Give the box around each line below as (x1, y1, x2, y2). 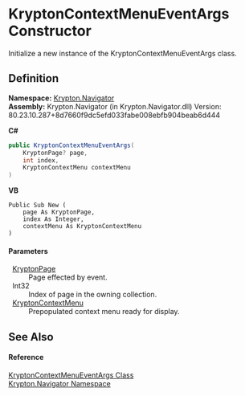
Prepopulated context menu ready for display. (28, 307, 180, 316)
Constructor (8, 22, 92, 40)
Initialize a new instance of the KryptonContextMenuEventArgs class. (8, 48, 237, 58)
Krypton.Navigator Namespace (8, 378, 111, 388)
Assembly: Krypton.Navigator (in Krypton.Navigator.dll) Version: (8, 101, 222, 111)
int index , (22, 156, 59, 165)
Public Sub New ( (8, 202, 67, 210)
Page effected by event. (28, 272, 108, 282)
